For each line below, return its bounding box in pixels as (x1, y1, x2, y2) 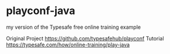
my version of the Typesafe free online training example (6, 23, 141, 31)
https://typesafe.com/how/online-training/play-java (6, 41, 130, 48)
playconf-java (6, 4, 76, 18)
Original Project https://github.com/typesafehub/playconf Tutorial (6, 35, 164, 42)
